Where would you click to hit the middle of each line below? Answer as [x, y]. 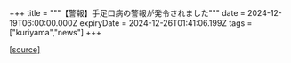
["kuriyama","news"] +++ [56, 32]
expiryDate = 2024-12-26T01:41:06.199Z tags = [166, 23]
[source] [25, 50]
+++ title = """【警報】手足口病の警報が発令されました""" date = [128, 13]
